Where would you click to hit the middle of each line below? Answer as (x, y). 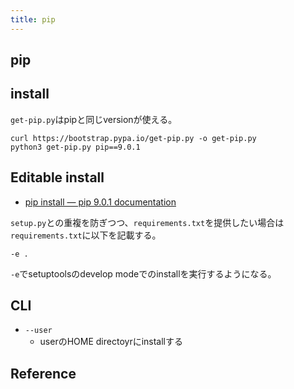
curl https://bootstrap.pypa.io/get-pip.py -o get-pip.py (133, 138)
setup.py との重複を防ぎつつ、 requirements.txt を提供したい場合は (147, 222)
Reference (43, 373)
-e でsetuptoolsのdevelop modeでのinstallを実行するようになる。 (143, 273)
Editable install (57, 177)
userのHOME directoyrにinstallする (111, 342)
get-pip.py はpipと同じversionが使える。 (94, 119)
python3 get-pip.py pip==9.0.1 (75, 147)
